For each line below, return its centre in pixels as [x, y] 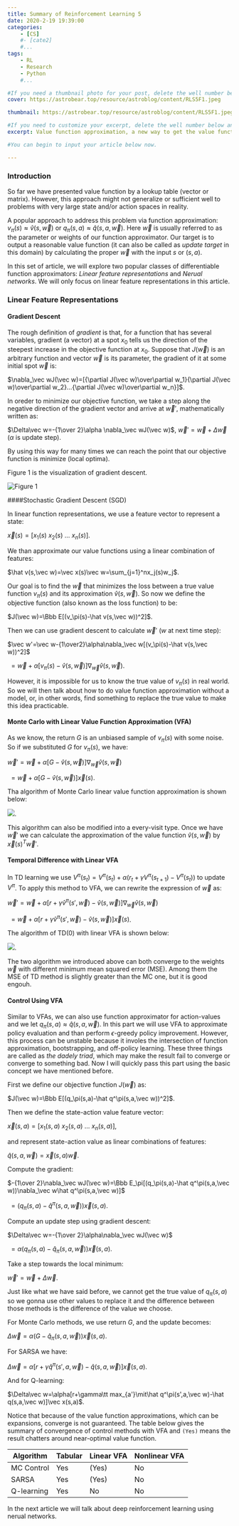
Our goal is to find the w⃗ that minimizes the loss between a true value [111, 586]
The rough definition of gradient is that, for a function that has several [110, 332]
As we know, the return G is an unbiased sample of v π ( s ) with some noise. [116, 738]
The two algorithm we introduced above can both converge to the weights [116, 962]
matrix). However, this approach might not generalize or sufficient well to [114, 199]
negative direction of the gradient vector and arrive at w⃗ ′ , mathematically [116, 409]
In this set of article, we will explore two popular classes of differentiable [113, 266]
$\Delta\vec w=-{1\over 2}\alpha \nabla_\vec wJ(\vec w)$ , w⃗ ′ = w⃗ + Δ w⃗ [117, 430]
